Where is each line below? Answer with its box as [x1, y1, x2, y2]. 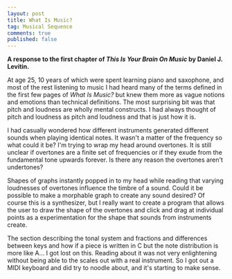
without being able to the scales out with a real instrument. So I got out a [7, 256, 214, 264]
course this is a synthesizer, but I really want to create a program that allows [7, 198, 225, 207]
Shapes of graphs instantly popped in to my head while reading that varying [7, 176, 224, 185]
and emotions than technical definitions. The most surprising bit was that [7, 98, 215, 106]
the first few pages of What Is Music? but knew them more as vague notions [7, 91, 225, 99]
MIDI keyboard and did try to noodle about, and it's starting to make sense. [7, 264, 221, 272]
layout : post [7, 10, 45, 17]
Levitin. [7, 62, 30, 71]
